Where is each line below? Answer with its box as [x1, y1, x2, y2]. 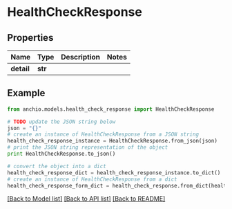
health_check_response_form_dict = [7, 182, 110, 189]
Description [61, 53, 100, 62]
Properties [7, 32, 54, 44]
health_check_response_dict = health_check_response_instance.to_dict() [7, 169, 221, 176]
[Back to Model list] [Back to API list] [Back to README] [7, 194, 166, 203]
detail [10, 64, 30, 73]
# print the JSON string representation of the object [7, 144, 168, 151]
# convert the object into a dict [7, 163, 107, 170]
